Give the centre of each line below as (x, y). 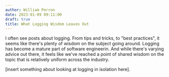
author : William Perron (30, 10)
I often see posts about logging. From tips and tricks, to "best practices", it (82, 38)
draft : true (18, 19)
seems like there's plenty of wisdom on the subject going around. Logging (82, 44)
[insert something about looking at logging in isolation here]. (68, 69)
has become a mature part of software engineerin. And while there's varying (84, 49)
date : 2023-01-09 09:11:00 (34, 15)
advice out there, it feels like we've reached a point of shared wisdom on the (85, 54)
